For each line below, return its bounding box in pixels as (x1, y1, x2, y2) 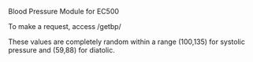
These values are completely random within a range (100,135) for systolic (8, 37, 246, 46)
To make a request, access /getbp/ (8, 22, 122, 31)
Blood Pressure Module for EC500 (8, 7, 120, 16)
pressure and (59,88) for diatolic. (8, 46, 116, 54)
